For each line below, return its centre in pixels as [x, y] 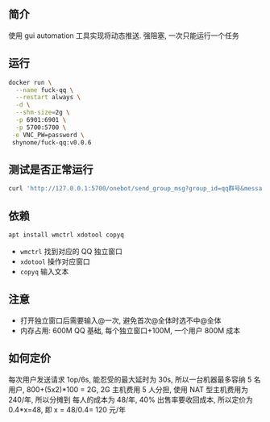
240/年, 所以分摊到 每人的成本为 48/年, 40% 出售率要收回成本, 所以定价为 [131, 399]
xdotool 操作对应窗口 [55, 261]
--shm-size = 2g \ [43, 113]
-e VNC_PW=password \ [48, 135]
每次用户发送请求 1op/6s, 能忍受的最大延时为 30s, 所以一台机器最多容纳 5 [130, 379]
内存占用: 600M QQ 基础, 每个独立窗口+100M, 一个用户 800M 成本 [130, 330]
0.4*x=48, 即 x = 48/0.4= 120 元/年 [67, 409]
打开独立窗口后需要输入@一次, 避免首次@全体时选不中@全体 [120, 320]
